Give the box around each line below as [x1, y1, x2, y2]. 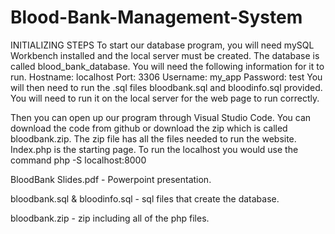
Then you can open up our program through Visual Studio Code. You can [10, 111, 312, 123]
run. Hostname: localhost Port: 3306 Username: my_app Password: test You [10, 71, 323, 83]
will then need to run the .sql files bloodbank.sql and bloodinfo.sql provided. [10, 81, 323, 93]
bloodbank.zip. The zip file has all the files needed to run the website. [10, 132, 297, 145]
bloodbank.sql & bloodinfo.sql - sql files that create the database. [10, 192, 280, 205]
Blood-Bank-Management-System [10, 6, 303, 29]
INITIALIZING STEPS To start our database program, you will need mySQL [10, 39, 315, 51]
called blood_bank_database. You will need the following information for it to [10, 60, 325, 72]
